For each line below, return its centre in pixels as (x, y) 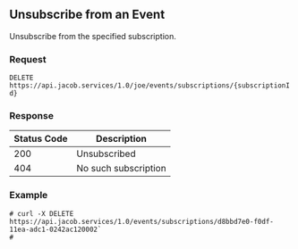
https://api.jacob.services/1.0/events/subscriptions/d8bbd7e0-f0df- (142, 221)
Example (29, 195)
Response (31, 116)
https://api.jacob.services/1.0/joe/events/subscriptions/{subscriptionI (150, 86)
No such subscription (122, 169)
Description (121, 139)
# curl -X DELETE (42, 213)
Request (28, 59)
